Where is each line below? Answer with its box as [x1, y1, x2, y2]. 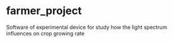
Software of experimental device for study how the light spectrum [6, 24, 168, 31]
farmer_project [6, 4, 82, 18]
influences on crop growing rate [6, 29, 85, 37]
